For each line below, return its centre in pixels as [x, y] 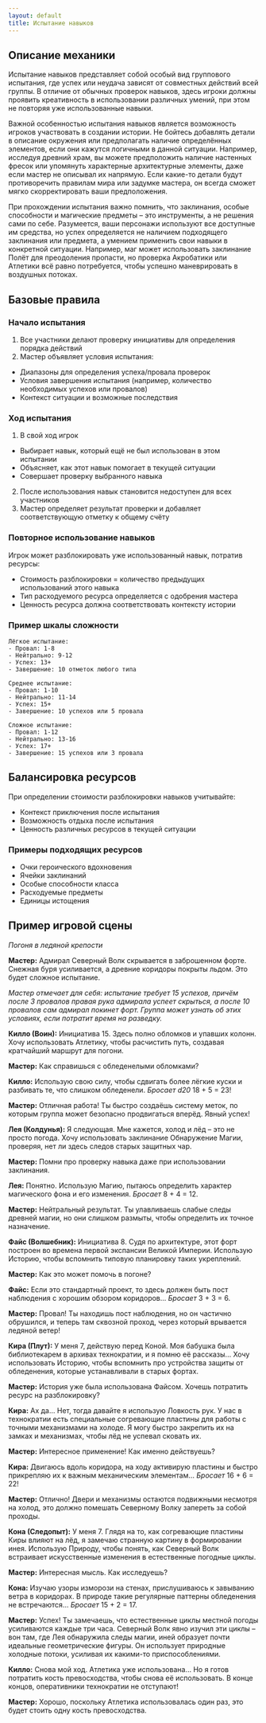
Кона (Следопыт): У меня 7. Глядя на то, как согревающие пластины [126, 1531]
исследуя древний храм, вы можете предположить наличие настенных [130, 158]
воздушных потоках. [43, 275]
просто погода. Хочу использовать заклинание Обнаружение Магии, [126, 1138]
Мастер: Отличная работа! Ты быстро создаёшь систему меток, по [123, 1105]
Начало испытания [47, 322]
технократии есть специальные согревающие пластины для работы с [127, 1419]
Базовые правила [54, 300]
